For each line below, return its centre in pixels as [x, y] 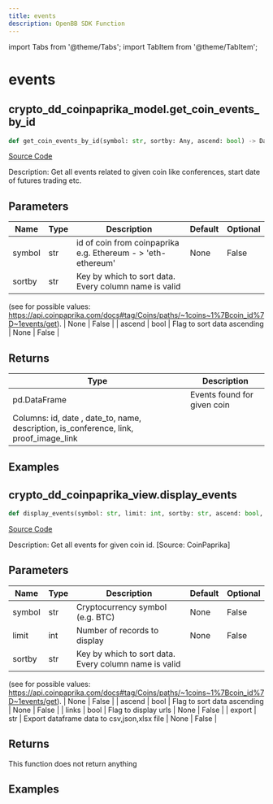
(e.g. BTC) [95, 617]
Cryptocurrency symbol [121, 606]
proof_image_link [45, 438]
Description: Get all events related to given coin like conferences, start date [134, 172]
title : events [32, 16]
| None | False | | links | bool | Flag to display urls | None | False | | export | [132, 710]
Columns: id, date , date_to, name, [77, 418]
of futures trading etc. [45, 180]
